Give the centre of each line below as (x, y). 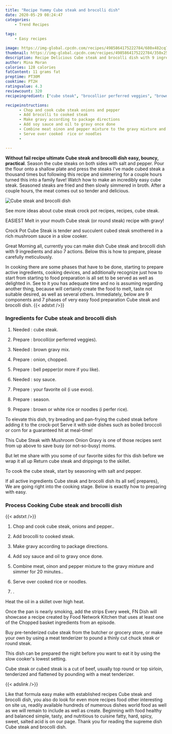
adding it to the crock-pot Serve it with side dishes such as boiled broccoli (84, 424)
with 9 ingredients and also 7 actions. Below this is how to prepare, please (83, 251)
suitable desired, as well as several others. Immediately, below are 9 (77, 294)
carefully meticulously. (29, 257)
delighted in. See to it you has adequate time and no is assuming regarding (84, 283)
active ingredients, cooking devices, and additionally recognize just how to (84, 272)
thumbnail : (17, 53)
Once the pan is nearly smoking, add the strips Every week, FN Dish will (81, 612)
